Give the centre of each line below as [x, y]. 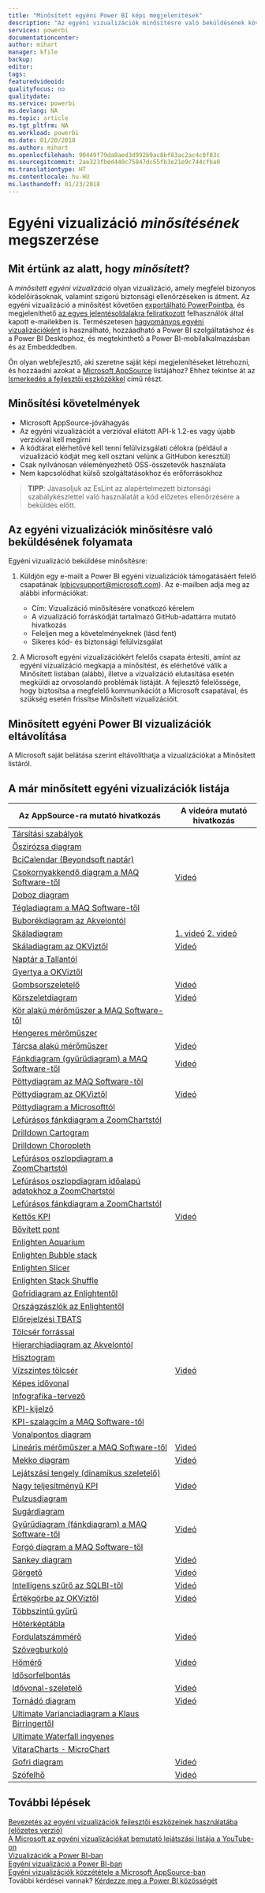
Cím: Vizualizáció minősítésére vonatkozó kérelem [113, 608]
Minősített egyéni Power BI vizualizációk [110, 724]
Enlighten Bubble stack [54, 1255]
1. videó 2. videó [206, 933]
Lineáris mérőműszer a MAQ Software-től [90, 1447]
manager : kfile [33, 52]
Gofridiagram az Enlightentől [65, 1293]
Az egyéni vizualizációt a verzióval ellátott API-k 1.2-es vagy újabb [127, 431]
